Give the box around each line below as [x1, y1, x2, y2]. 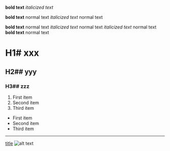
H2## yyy [5, 67, 37, 76]
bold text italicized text [5, 5, 54, 10]
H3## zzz [5, 82, 29, 89]
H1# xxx [5, 47, 39, 59]
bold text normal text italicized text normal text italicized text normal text [5, 24, 157, 30]
